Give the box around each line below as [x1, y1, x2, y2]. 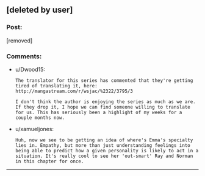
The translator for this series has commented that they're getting [15, 77, 193, 84]
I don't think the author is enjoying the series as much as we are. [15, 98, 196, 105]
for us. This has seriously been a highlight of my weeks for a [15, 109, 182, 115]
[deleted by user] [6, 5, 73, 15]
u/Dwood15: [15, 66, 46, 73]
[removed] [6, 36, 33, 44]
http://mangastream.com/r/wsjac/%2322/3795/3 [15, 88, 133, 94]
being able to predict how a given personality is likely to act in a [15, 147, 199, 154]
